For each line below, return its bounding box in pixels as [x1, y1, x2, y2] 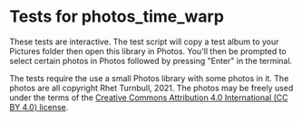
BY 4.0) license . [9, 101, 69, 112]
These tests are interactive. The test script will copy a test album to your [9, 36, 279, 47]
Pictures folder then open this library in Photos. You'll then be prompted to [9, 45, 287, 56]
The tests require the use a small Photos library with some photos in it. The [9, 72, 289, 83]
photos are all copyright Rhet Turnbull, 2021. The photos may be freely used [9, 82, 294, 93]
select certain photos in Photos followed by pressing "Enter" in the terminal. [9, 55, 293, 66]
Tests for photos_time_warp [9, 6, 225, 27]
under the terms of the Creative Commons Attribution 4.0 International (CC [9, 92, 288, 103]
